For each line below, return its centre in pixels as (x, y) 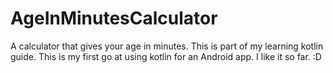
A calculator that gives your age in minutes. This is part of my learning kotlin (167, 46)
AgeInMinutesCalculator (114, 18)
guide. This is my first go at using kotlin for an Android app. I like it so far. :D (166, 56)
